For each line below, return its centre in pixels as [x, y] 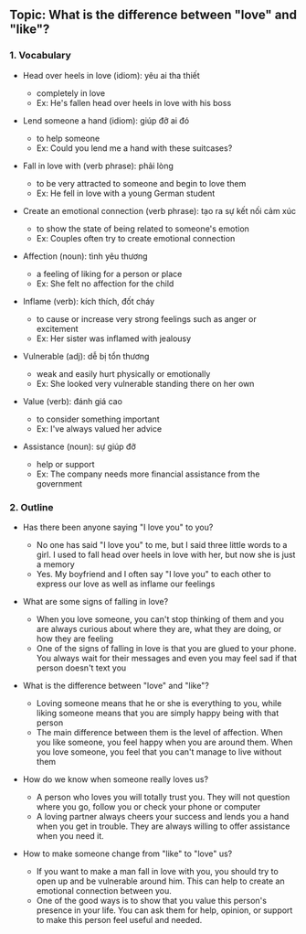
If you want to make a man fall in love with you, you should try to [157, 871]
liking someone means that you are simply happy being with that [158, 713]
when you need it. [70, 835]
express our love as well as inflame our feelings [126, 584]
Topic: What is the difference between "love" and [153, 15]
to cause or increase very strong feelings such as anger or [147, 318]
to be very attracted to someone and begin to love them [141, 183]
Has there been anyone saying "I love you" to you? [118, 527]
